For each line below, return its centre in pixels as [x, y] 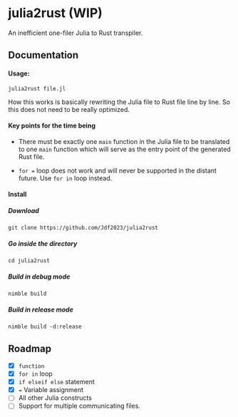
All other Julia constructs [55, 398]
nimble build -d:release [45, 327]
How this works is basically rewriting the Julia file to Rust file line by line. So [119, 102]
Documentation [43, 55]
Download [24, 210]
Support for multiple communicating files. [79, 406]
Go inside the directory [43, 243]
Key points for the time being [52, 125]
